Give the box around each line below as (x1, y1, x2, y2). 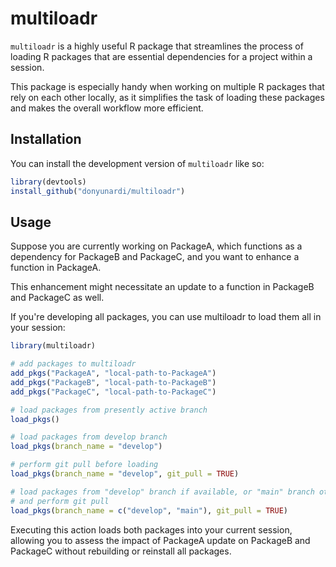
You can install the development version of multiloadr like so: (10, 157, 265, 169)
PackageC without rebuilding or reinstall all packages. (10, 545, 232, 557)
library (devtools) (10, 177, 87, 187)
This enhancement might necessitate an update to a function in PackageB (10, 281, 315, 293)
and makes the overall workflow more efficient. (10, 102, 204, 114)
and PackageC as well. (10, 292, 105, 304)
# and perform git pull (10, 496, 110, 506)
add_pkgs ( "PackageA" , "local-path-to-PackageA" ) (10, 368, 217, 379)
